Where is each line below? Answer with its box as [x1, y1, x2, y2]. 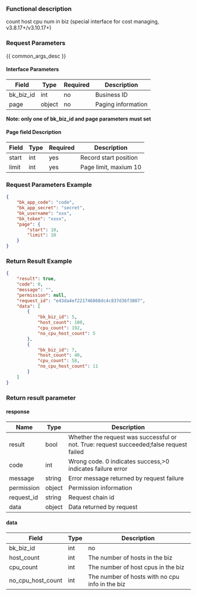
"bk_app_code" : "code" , [16, 199, 75, 206]
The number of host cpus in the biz [87, 563, 185, 571]
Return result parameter [6, 393, 76, 401]
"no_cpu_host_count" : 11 [37, 363, 98, 369]
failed [68, 447, 84, 456]
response [6, 408, 30, 416]
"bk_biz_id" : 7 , [37, 347, 77, 353]
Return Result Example [6, 257, 72, 265]
